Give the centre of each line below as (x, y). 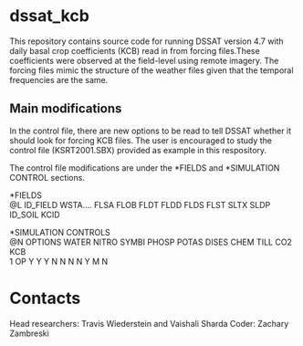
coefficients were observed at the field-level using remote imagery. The (144, 60)
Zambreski (30, 333)
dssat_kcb (49, 16)
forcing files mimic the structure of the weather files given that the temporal (151, 70)
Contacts (45, 298)
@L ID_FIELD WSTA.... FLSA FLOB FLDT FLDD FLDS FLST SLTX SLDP (140, 204)
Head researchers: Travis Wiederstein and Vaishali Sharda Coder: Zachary (149, 323)
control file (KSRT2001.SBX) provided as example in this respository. (138, 150)
